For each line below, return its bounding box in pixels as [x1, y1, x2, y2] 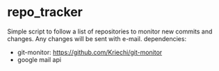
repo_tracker [7, 4, 83, 20]
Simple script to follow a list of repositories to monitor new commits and [7, 27, 213, 35]
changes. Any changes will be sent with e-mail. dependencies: [7, 34, 186, 42]
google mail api [17, 55, 61, 63]
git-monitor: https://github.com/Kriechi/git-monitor [17, 48, 163, 56]
